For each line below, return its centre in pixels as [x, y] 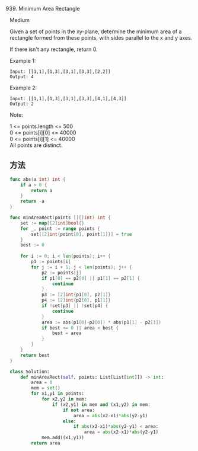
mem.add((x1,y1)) [63, 438]
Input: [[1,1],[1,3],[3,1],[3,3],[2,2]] [60, 72]
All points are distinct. [36, 145]
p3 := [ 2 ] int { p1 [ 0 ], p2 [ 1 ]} [76, 295]
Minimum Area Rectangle [49, 9]
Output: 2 [22, 104]
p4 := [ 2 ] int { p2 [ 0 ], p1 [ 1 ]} [76, 300]
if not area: [79, 410]
